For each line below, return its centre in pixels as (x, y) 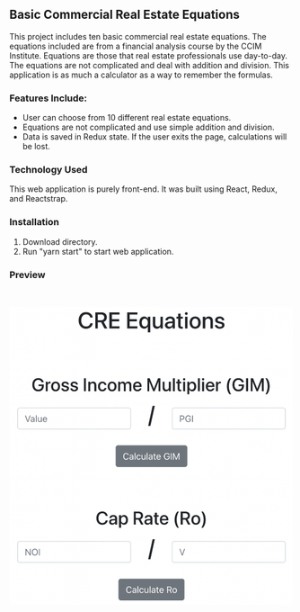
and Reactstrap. (39, 199)
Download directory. (60, 241)
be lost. (36, 147)
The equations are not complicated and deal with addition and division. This (150, 65)
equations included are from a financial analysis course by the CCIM (136, 46)
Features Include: (49, 98)
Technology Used (49, 170)
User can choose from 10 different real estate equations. (127, 118)
